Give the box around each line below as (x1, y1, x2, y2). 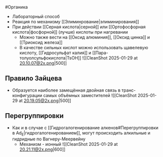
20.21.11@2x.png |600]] (19, 146, 66, 153)
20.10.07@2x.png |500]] (19, 60, 67, 66)
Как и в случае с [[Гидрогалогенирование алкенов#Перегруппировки (12, 124, 159, 131)
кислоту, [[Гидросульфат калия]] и (19, 50, 92, 56)
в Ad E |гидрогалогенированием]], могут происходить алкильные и (12, 130, 150, 137)
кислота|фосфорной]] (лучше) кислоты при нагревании (12, 29, 128, 35)
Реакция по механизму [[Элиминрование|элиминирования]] (12, 19, 139, 24)
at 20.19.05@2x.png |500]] (19, 98, 72, 103)
